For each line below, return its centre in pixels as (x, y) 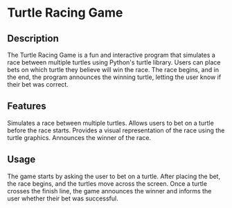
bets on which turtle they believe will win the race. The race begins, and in (113, 70)
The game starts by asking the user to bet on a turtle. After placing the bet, (114, 176)
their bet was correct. (38, 84)
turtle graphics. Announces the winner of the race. (79, 137)
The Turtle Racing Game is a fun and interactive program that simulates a (111, 55)
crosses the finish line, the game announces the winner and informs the (109, 191)
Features (27, 106)
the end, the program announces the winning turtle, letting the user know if (114, 77)
